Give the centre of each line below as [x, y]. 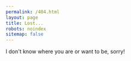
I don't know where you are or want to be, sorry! [65, 51]
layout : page [22, 18]
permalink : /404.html [33, 12]
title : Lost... [25, 23]
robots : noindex [26, 29]
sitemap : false [25, 34]
